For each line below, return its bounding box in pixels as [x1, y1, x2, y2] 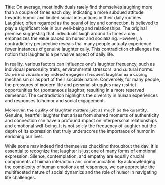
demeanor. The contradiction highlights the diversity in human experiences [5, 92, 158, 98]
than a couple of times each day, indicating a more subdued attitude [5, 9, 144, 15]
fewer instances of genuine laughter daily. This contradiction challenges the [5, 46, 160, 52]
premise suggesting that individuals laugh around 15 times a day [5, 31, 136, 36]
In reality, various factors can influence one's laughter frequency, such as [5, 61, 155, 67]
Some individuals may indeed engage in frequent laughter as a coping [5, 72, 148, 77]
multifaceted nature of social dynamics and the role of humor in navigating [5, 169, 157, 175]
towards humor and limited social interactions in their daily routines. [5, 15, 143, 20]
